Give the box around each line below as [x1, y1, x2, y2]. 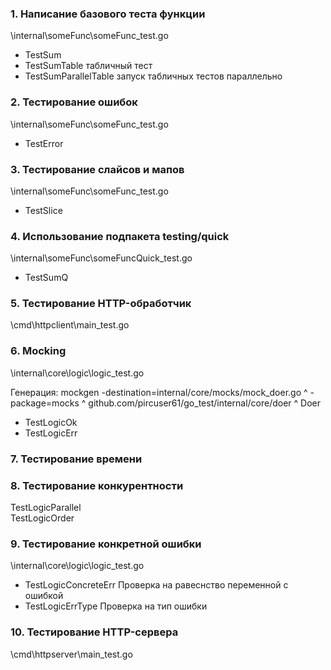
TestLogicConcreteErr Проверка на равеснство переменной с [24, 579, 289, 591]
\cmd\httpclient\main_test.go [10, 319, 130, 331]
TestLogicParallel [10, 502, 82, 513]
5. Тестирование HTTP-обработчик [10, 297, 192, 311]
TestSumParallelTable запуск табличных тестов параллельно [24, 70, 283, 82]
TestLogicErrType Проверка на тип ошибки [24, 600, 208, 612]
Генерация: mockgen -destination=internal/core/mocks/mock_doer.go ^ [10, 386, 308, 398]
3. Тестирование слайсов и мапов [10, 162, 185, 176]
